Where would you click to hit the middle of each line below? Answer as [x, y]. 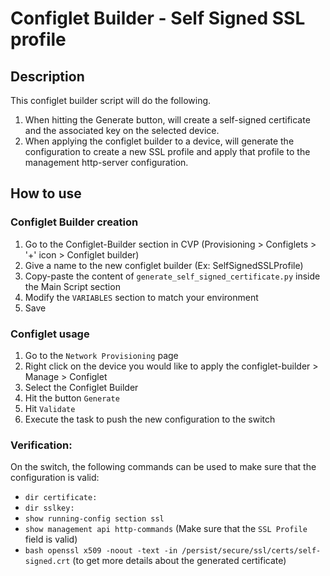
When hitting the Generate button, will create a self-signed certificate [167, 120]
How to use [46, 193]
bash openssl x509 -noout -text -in [101, 551]
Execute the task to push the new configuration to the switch [150, 419]
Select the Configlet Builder [81, 387]
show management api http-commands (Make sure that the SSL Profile [166, 529]
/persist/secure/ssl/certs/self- [251, 551]
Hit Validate [50, 408]
